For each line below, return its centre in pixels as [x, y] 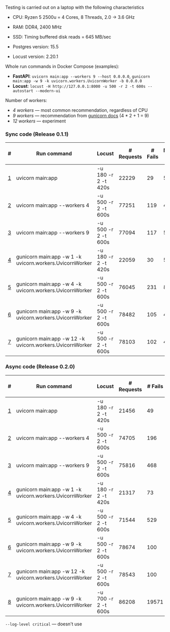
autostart [23, 91]
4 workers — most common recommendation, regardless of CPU [80, 110]
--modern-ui [48, 91]
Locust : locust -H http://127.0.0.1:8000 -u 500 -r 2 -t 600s [79, 86]
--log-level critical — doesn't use [44, 624]
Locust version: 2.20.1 [35, 56]
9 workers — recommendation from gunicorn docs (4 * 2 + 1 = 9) [81, 116]
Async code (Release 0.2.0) [40, 367]
